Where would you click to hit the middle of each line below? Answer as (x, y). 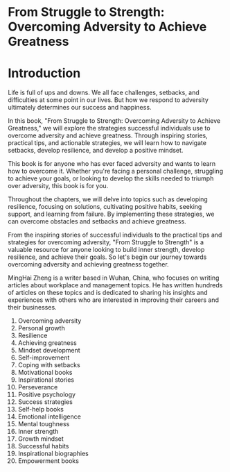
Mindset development (49, 351)
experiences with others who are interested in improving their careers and (113, 300)
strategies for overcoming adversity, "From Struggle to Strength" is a (106, 242)
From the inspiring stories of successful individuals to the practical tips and (115, 235)
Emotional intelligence (50, 416)
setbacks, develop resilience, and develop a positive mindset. (96, 151)
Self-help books (41, 410)
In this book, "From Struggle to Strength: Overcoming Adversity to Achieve (114, 121)
